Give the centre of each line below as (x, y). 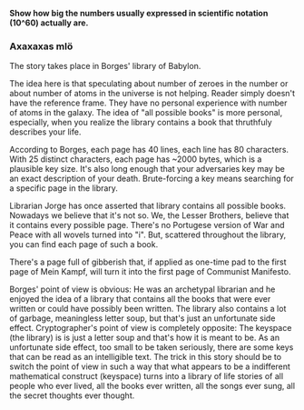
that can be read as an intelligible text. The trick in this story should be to (146, 357)
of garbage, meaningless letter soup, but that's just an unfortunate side (142, 318)
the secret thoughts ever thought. (72, 395)
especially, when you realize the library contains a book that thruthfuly (141, 123)
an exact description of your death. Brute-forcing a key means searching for (152, 179)
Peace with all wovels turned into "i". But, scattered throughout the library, (148, 235)
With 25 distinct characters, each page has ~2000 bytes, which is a (136, 159)
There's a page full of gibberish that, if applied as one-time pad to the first (148, 262)
